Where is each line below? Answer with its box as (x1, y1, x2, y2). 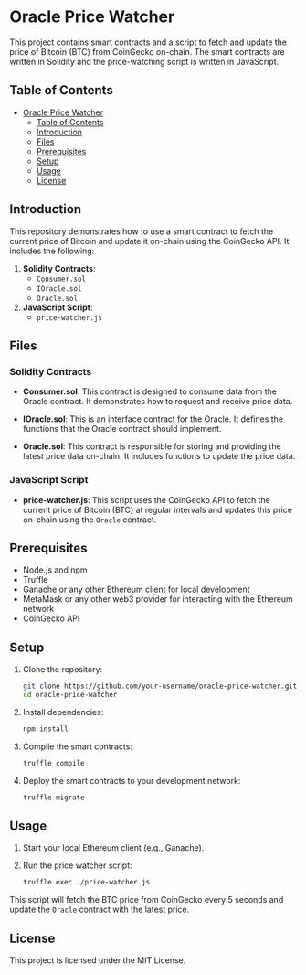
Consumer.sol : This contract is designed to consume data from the (22, 386, 277, 397)
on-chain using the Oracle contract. (22, 514, 157, 525)
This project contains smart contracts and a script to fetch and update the (9, 37, 288, 48)
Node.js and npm (22, 564, 88, 575)
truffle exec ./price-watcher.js (22, 878, 151, 887)
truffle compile (22, 758, 85, 767)
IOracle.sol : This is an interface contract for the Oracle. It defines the (22, 413, 284, 424)
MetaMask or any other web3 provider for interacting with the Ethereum (22, 594, 294, 605)
